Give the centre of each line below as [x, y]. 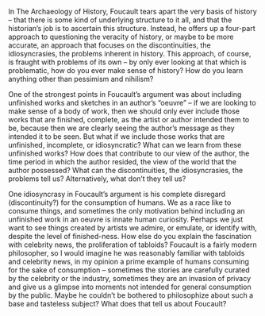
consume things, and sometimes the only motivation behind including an [127, 211]
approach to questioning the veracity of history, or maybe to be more [121, 37]
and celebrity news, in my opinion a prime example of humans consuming [129, 262]
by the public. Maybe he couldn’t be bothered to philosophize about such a [131, 295]
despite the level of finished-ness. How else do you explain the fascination [130, 236]
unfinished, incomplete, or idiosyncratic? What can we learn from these [125, 145]
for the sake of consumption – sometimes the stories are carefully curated [129, 270]
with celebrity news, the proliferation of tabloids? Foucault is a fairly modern [133, 245]
